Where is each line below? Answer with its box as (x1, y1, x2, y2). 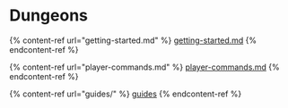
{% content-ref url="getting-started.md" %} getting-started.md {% (9, 35, 257, 46)
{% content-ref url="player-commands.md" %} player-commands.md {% (9, 62, 280, 72)
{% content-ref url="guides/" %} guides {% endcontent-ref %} (9, 88, 242, 99)
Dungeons (9, 5, 88, 26)
